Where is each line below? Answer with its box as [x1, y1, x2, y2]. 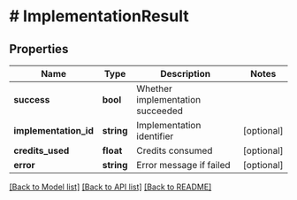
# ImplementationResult [9, 6, 189, 27]
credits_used [13, 144, 70, 157]
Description [160, 68, 210, 80]
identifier [136, 130, 174, 142]
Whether [136, 82, 172, 95]
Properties [9, 42, 69, 57]
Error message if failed [136, 159, 232, 171]
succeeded [136, 104, 184, 117]
